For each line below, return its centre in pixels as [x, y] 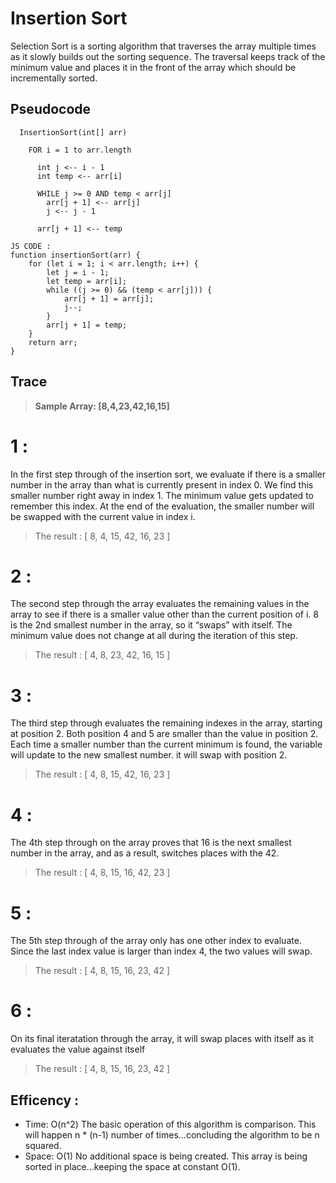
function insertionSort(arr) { [75, 255]
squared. [43, 1145]
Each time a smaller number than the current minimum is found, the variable [166, 744]
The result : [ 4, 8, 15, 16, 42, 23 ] [102, 873]
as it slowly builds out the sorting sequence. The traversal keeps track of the [168, 56]
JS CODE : [31, 246]
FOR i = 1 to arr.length [80, 150]
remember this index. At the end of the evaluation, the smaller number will [162, 506]
